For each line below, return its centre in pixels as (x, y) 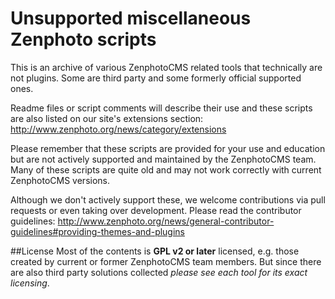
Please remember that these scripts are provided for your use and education (168, 148)
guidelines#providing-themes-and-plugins (98, 231)
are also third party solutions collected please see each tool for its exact (159, 272)
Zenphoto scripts (83, 39)
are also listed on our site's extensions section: (107, 118)
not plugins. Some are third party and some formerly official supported (156, 78)
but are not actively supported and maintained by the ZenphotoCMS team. (163, 159)
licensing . (30, 283)
